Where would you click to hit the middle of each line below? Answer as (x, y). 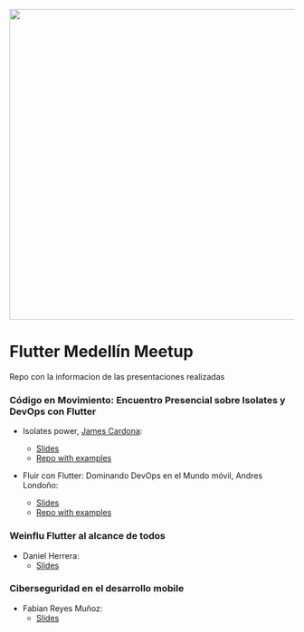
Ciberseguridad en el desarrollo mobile (97, 589)
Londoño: (40, 486)
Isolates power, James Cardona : (82, 431)
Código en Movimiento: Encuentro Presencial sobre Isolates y (147, 400)
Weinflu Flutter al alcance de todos (87, 536)
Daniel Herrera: (51, 555)
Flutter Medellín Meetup (101, 352)
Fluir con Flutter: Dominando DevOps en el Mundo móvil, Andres (142, 476)
